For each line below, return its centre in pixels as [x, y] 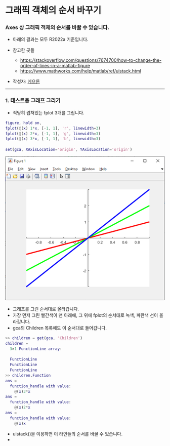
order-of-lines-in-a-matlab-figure [55, 66]
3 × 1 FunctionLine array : [36, 349]
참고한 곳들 [24, 50]
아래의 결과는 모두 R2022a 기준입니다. [50, 39]
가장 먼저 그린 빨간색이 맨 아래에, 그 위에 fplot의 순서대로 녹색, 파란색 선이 [85, 315]
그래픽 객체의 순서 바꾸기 [53, 10]
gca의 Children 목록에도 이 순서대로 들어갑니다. [60, 328]
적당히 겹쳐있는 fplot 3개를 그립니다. [48, 112]
